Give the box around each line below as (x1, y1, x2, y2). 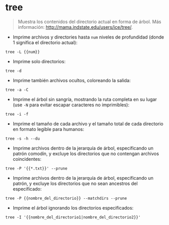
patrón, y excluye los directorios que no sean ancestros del (12, 180, 138, 186)
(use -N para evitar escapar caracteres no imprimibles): (12, 102, 130, 108)
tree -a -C (5, 87, 29, 92)
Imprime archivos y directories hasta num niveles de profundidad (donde (12, 34, 164, 40)
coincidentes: (12, 156, 42, 162)
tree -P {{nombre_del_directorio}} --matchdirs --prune (5, 196, 127, 201)
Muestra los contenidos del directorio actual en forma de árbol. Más (17, 18, 161, 25)
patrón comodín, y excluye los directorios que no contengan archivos (12, 151, 159, 157)
